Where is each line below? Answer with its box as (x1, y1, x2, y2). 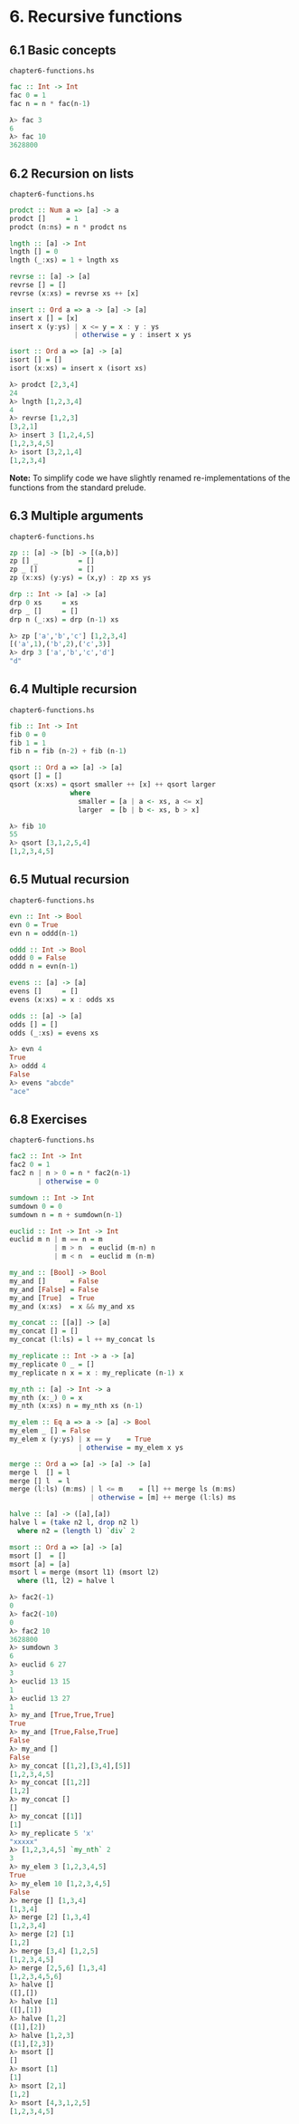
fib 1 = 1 (9, 739, 47, 748)
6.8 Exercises (9, 1112, 88, 1127)
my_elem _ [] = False (9, 1426, 91, 1435)
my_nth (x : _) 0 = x (9, 1393, 83, 1402)
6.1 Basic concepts (9, 43, 117, 58)
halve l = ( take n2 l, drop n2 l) (9, 1518, 140, 1528)
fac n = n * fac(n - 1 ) (9, 99, 91, 108)
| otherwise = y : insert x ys (73, 331, 192, 340)
